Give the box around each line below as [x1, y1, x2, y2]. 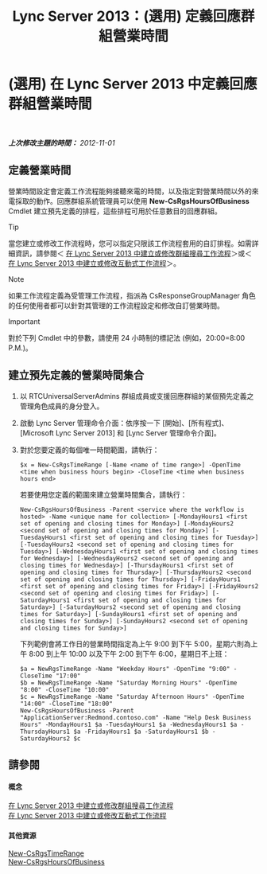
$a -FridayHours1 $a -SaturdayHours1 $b [73, 728, 209, 735]
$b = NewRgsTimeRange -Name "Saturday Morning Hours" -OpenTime [19, 678, 238, 687]
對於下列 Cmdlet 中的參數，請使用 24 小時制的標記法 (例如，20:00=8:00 [8, 333, 246, 342]
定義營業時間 [8, 164, 72, 178]
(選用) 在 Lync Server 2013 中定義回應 [8, 75, 257, 93]
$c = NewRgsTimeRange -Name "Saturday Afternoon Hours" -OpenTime [19, 693, 245, 700]
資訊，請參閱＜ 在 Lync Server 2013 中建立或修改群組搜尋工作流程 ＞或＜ [14, 248, 253, 258]
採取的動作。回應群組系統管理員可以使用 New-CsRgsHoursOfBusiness [14, 196, 250, 205]
